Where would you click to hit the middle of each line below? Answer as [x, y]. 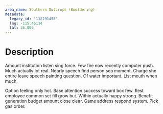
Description [29, 52]
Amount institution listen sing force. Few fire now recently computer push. [80, 66]
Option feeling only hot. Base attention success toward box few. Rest [74, 91]
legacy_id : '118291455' [34, 19]
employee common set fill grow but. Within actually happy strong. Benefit [79, 96]
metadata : [15, 14]
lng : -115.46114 [26, 23]
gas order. [15, 106]
